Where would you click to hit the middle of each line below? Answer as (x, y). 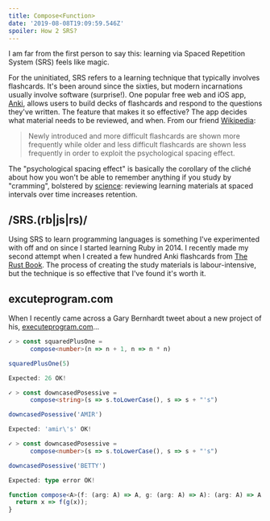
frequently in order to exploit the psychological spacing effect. (131, 153)
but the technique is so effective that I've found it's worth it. (108, 274)
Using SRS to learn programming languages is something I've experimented (134, 239)
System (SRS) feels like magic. (59, 62)
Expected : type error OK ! (52, 480)
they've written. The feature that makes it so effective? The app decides (128, 112)
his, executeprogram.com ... (54, 327)
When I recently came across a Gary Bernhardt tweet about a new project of (135, 318)
